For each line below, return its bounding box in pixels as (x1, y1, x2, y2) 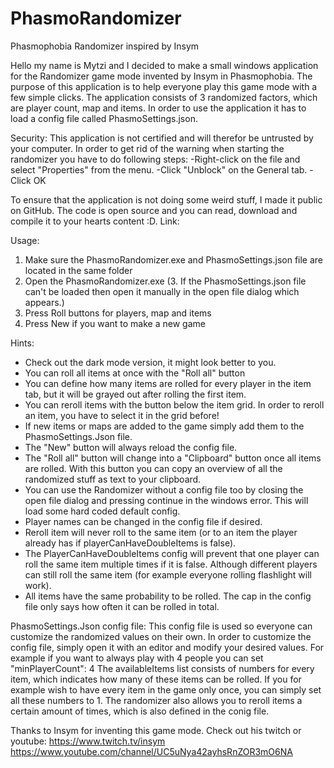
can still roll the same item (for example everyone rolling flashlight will (24, 568, 312, 581)
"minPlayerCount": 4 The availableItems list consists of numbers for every (10, 662, 315, 674)
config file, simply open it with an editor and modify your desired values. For (10, 641, 325, 653)
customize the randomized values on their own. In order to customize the (10, 630, 312, 642)
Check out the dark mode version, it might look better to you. (24, 356, 277, 368)
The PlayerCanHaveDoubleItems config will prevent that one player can (24, 547, 320, 559)
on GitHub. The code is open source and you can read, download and (10, 204, 298, 216)
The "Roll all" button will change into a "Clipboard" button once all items (24, 452, 322, 464)
